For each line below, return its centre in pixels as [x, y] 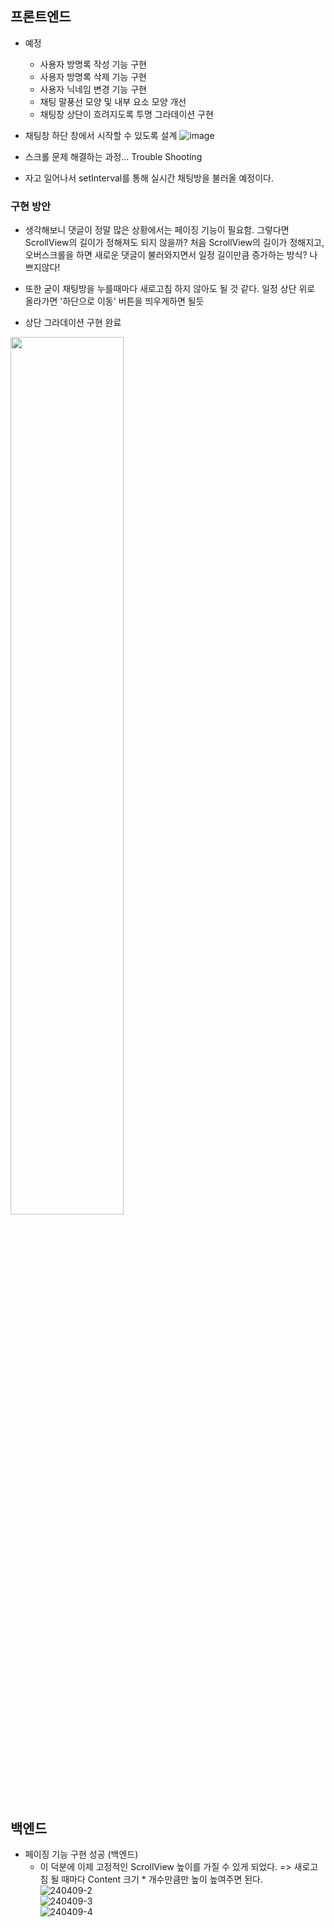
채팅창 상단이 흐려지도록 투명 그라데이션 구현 [126, 114]
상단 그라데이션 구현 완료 [73, 323]
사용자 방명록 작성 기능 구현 [93, 64]
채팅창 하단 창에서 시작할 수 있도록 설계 [101, 135]
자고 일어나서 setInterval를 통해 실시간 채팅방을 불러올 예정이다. [149, 178]
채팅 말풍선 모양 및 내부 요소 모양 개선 [113, 101]
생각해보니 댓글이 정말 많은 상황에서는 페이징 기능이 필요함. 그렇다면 [157, 230]
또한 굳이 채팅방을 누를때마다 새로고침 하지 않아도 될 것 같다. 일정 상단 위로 [170, 289]
